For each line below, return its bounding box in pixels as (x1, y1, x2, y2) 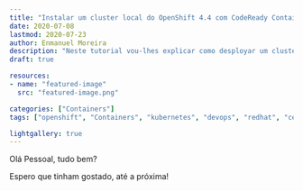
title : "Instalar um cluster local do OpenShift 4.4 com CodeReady (9, 13, 269, 23)
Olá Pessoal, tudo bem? (9, 154, 97, 165)
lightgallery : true (9, 129, 83, 138)
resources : (9, 71, 50, 81)
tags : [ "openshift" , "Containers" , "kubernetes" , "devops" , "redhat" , (9, 113, 280, 122)
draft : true (9, 55, 54, 64)
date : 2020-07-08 (9, 22, 75, 31)
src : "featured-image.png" (17, 87, 119, 97)
